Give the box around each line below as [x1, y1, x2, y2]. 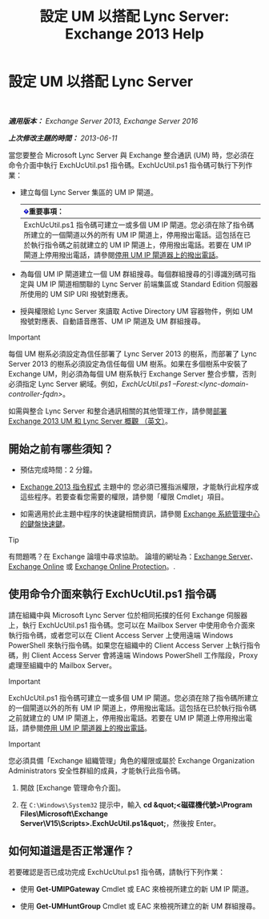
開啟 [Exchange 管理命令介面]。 [19, 783, 126, 792]
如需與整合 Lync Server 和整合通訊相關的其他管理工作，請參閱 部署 [8, 406, 227, 416]
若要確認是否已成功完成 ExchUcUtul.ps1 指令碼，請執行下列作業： [8, 867, 226, 876]
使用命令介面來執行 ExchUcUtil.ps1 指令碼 [8, 588, 217, 601]
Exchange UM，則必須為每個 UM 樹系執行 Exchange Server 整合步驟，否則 [8, 369, 257, 379]
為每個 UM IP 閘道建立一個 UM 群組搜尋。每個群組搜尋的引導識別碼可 [19, 270, 250, 279]
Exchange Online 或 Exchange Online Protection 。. [8, 562, 176, 571]
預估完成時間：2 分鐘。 [19, 465, 98, 474]
